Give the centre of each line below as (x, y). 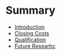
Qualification (30, 39)
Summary (30, 10)
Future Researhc (35, 46)
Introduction (29, 27)
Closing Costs (32, 33)
